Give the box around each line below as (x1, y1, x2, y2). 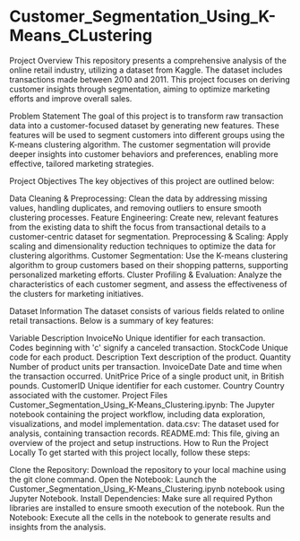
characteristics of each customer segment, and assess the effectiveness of (9, 278, 288, 289)
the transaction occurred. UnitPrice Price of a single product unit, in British (9, 371, 285, 381)
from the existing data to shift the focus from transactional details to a (9, 222, 267, 232)
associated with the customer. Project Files (9, 389, 168, 400)
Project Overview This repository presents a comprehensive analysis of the (9, 55, 287, 65)
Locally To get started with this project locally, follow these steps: (9, 447, 251, 458)
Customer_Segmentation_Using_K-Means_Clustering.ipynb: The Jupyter (9, 399, 275, 410)
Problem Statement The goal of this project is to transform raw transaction (9, 110, 284, 121)
